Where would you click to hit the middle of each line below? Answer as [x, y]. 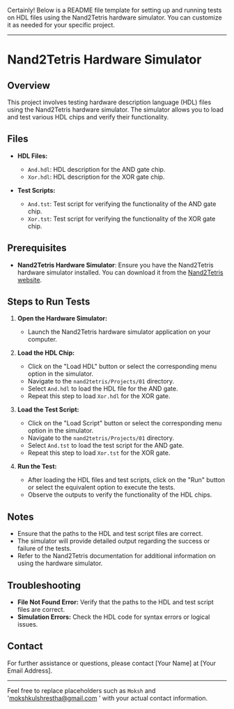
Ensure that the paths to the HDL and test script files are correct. [110, 534]
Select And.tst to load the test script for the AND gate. [106, 446]
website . [30, 279]
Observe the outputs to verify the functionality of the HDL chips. [120, 495]
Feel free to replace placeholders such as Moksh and [81, 690]
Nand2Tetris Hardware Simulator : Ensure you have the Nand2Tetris [115, 265]
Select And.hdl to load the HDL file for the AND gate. [103, 389]
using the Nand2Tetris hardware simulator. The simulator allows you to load [116, 110]
